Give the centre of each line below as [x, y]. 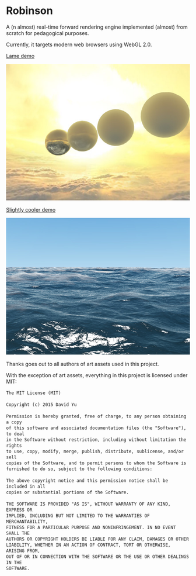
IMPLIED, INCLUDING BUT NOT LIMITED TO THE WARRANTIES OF [78, 516]
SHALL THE [18, 533]
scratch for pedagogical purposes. [48, 33]
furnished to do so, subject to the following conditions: [79, 469]
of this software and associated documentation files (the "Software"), [96, 428]
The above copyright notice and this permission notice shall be [87, 481]
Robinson [30, 11]
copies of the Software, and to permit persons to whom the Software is [96, 463]
